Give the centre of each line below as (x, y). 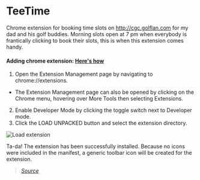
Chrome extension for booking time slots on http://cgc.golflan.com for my (97, 28)
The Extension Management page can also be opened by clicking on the (104, 92)
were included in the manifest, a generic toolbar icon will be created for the (99, 153)
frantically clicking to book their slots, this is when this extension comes (95, 40)
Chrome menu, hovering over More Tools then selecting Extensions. (99, 99)
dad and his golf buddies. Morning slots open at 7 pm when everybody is (97, 34)
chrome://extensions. (41, 81)
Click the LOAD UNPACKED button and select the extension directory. (101, 123)
